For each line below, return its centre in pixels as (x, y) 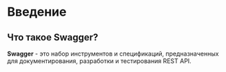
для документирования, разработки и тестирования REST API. (99, 61)
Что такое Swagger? (53, 37)
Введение (37, 12)
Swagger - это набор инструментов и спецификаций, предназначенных (113, 53)
